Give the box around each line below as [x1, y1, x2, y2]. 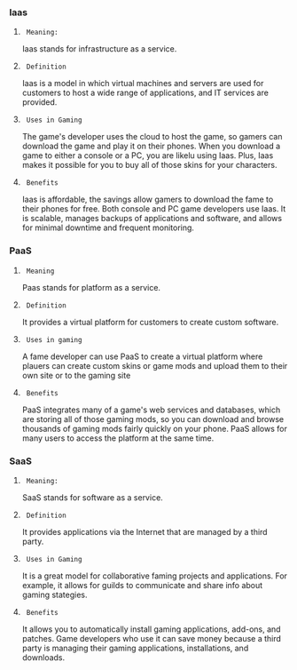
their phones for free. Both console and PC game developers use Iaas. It [21, 203, 286, 214]
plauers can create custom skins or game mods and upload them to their [21, 360, 288, 371]
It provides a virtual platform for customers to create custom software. [21, 316, 279, 327]
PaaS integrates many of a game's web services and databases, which [21, 404, 281, 415]
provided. [21, 97, 58, 108]
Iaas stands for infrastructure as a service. [21, 44, 177, 54]
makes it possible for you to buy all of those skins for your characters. [21, 160, 277, 171]
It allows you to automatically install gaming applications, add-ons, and [21, 624, 281, 634]
